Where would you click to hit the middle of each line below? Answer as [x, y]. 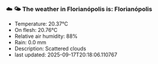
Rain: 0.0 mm [30, 42]
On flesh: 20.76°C [36, 30]
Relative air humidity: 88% [46, 36]
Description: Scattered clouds [50, 49]
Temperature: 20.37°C [41, 24]
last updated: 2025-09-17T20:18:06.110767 [66, 55]
